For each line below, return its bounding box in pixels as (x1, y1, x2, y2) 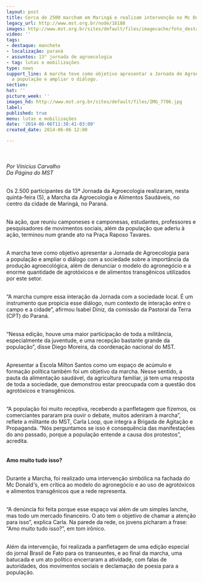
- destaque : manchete (6, 43, 61, 49)
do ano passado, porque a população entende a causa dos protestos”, (6, 431, 181, 438)
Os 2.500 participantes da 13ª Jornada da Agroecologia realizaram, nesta (6, 187, 189, 194)
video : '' (6, 31, 31, 37)
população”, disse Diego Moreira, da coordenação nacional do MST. (6, 343, 176, 351)
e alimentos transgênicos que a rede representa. (6, 488, 127, 494)
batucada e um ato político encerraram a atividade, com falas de (6, 556, 167, 563)
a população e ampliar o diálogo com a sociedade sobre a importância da (6, 256, 189, 263)
